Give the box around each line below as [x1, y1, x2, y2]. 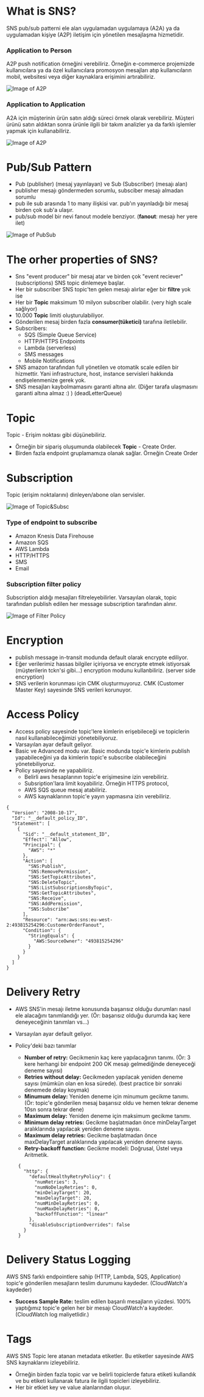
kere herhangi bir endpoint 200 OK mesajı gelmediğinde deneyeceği [24, 1060, 196, 1067]
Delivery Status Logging [6, 1252, 131, 1266]
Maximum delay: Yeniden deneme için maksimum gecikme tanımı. [24, 1112, 192, 1119]
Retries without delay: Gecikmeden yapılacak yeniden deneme [24, 1073, 183, 1081]
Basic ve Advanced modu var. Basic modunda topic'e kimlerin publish [15, 747, 190, 754]
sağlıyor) [15, 305, 38, 313]
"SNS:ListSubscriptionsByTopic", [28, 885, 113, 891]
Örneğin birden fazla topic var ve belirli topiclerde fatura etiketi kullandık [15, 1370, 197, 1378]
